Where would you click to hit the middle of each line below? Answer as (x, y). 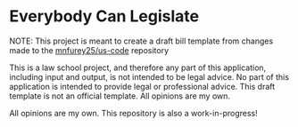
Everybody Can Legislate (104, 16)
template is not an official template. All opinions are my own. (120, 96)
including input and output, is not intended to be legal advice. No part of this (149, 76)
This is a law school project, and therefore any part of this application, (138, 67)
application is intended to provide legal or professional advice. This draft (142, 86)
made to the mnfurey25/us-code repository (89, 50)
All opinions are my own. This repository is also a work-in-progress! (133, 113)
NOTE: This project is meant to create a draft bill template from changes (141, 41)
